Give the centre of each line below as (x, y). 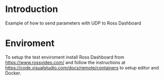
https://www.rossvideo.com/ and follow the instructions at (65, 62)
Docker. (13, 73)
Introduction (32, 9)
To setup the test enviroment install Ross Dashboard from (65, 57)
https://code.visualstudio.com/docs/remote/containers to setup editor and (82, 67)
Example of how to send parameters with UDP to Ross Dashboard (73, 23)
